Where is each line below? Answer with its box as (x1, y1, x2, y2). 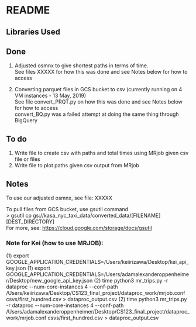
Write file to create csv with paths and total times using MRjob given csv (14, 150, 189, 157)
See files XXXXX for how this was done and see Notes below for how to (14, 68, 188, 75)
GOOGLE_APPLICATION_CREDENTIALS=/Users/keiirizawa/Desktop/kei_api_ (6, 259, 189, 266)
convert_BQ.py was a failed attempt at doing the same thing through (14, 111, 180, 118)
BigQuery (14, 117, 38, 124)
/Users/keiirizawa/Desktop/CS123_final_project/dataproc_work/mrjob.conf (6, 290, 185, 297)
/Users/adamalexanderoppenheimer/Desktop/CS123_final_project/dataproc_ (6, 308, 190, 315)
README (6, 4, 50, 17)
